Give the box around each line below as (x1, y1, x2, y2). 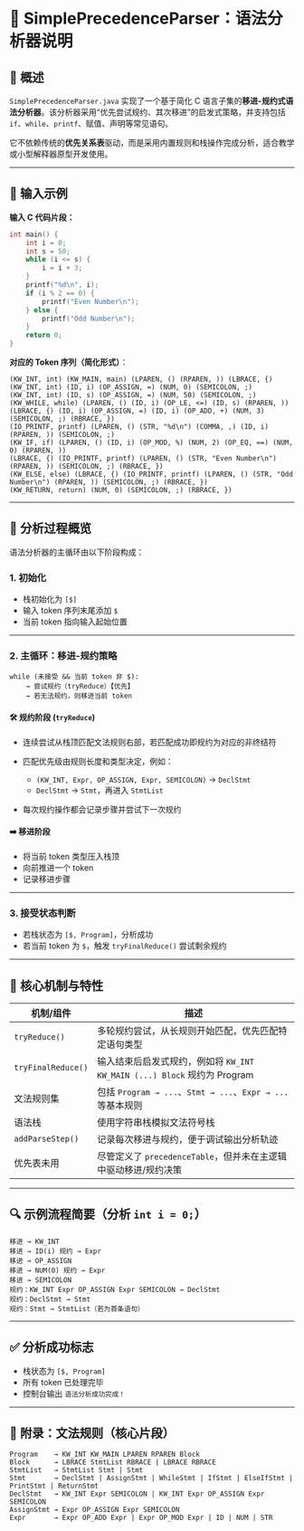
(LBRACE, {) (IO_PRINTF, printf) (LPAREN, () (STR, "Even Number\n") (9, 454, 278, 463)
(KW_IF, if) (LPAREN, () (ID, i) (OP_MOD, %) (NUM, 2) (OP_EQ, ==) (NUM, (9, 438, 294, 448)
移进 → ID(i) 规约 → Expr (9, 1246, 102, 1256)
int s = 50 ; (25, 246, 71, 256)
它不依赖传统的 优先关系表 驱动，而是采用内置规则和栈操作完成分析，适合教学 (9, 138, 295, 147)
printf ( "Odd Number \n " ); (42, 314, 136, 323)
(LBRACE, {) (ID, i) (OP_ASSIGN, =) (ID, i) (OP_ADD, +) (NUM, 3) (9, 406, 265, 416)
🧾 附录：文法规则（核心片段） (9, 1426, 175, 1441)
